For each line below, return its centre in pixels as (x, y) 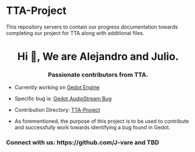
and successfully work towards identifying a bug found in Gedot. (92, 128)
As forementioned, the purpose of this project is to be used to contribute (102, 121)
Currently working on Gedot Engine (57, 87)
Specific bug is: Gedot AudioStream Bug (63, 99)
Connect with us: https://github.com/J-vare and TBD (83, 143)
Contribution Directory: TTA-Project (57, 110)
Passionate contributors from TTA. (98, 75)
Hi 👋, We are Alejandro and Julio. (98, 57)
